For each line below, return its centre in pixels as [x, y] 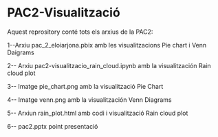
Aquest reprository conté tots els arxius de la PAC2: [80, 32]
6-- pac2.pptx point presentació [53, 126]
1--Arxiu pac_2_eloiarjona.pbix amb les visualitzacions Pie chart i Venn [107, 45]
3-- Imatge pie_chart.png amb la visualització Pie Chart [85, 86]
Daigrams [21, 52]
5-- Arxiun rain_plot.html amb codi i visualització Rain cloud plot [98, 113]
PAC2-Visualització [64, 13]
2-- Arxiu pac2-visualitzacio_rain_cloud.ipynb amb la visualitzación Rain [109, 65]
